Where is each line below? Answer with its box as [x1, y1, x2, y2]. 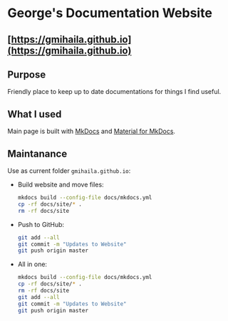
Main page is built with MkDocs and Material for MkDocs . [7, 127, 176, 136]
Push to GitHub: [17, 220, 65, 228]
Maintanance [7, 147, 68, 159]
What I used [7, 108, 62, 120]
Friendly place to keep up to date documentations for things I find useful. [7, 88, 222, 96]
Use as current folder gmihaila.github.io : [7, 167, 131, 175]
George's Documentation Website [7, 5, 212, 21]
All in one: [17, 260, 48, 268]
